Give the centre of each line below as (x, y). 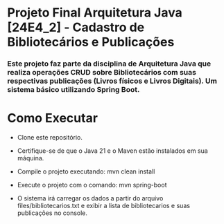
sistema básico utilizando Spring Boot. (74, 90)
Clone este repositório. (50, 138)
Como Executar (53, 118)
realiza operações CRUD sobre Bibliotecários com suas (102, 73)
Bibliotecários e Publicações (91, 42)
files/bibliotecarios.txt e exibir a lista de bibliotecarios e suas (104, 206)
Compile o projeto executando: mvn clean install (86, 171)
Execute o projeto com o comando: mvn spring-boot (92, 185)
